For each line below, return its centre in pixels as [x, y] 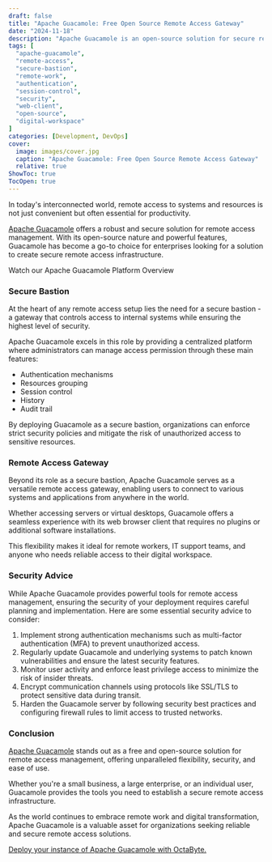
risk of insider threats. [57, 677]
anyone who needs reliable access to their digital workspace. [110, 554]
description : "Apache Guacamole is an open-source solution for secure [132, 38]
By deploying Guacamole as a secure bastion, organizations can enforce [130, 425]
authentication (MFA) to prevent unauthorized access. [110, 643]
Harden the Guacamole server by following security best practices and [138, 703]
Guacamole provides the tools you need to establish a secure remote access [136, 792]
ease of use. [29, 768]
